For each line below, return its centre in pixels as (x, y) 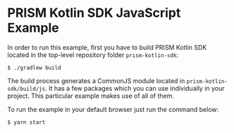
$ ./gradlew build (34, 68)
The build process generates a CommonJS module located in (96, 81)
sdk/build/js (26, 89)
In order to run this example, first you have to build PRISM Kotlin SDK (107, 47)
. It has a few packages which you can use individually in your (135, 88)
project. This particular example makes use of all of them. (91, 96)
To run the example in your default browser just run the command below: (113, 109)
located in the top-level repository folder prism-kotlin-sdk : (93, 55)
